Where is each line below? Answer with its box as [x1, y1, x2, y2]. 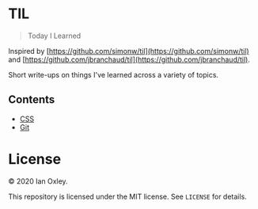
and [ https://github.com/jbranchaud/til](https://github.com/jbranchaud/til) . [8, 55, 251, 64]
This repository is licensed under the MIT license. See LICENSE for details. [8, 192, 247, 201]
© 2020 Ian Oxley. [8, 176, 69, 186]
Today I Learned [27, 31, 82, 40]
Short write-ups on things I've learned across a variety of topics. [8, 70, 219, 79]
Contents [8, 93, 55, 107]
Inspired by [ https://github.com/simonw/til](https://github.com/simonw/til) [8, 46, 249, 55]
